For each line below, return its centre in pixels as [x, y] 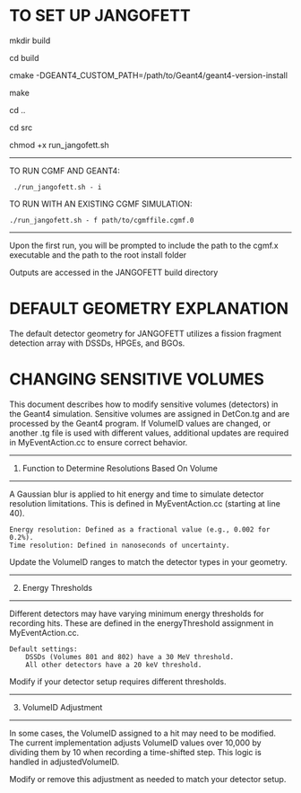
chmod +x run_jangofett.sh [59, 145]
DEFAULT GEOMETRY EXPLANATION [149, 308]
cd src [21, 128]
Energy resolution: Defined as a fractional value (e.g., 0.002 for [140, 529]
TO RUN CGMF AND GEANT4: [65, 171]
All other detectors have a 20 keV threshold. [114, 665]
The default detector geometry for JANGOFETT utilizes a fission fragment [146, 333]
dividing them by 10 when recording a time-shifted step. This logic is [135, 752]
